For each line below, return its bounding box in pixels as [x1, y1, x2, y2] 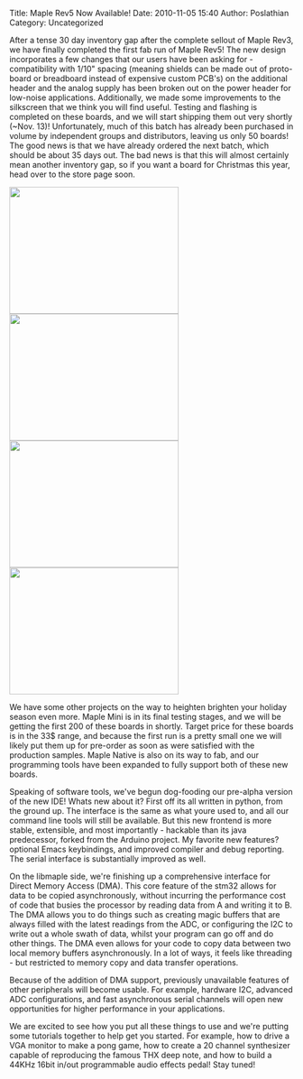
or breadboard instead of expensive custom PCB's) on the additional [32, 73, 289, 84]
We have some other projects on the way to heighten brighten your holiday [9, 702, 287, 712]
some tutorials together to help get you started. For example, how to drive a [9, 1030, 290, 1041]
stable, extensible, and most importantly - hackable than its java [9, 825, 247, 835]
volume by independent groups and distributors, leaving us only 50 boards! [9, 131, 289, 141]
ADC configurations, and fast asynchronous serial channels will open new [9, 994, 284, 1004]
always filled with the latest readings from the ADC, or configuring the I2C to [9, 919, 293, 929]
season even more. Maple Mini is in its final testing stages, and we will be [9, 712, 281, 722]
